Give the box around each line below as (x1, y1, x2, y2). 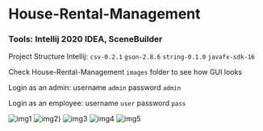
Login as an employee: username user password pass (8, 98, 186, 108)
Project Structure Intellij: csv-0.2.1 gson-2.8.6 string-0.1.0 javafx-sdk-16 (8, 51, 256, 61)
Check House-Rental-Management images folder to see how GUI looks (8, 68, 242, 77)
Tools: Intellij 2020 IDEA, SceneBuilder (8, 34, 163, 45)
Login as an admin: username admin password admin (8, 83, 182, 92)
